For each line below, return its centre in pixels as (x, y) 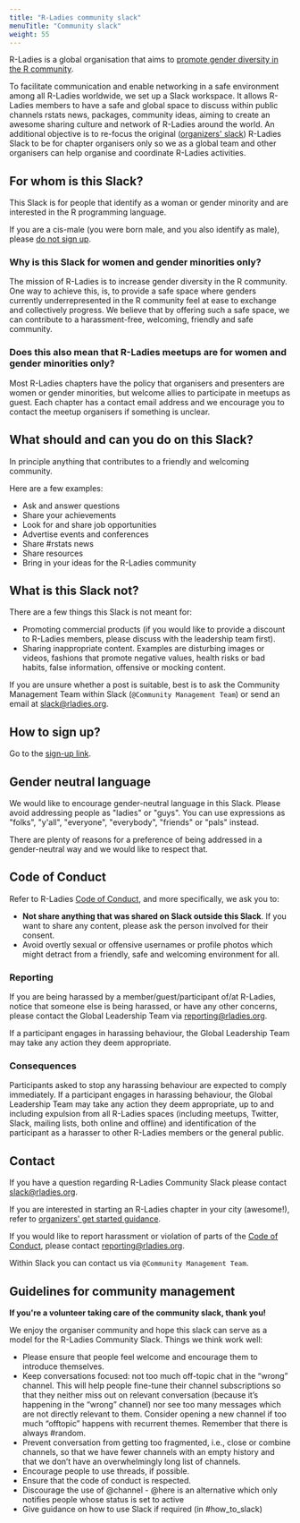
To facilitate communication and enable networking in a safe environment (144, 87)
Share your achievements (69, 515)
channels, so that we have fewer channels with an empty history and (148, 1452)
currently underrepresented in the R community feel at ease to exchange (143, 301)
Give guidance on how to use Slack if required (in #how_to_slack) (142, 1510)
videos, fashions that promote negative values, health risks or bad (144, 658)
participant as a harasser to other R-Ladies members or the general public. (146, 1133)
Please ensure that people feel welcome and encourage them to (140, 1357)
